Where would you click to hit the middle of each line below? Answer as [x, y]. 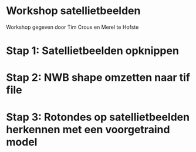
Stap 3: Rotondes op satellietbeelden [98, 117]
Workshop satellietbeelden [73, 11]
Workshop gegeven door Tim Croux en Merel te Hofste [72, 27]
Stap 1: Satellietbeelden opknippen [92, 51]
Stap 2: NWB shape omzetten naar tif [98, 78]
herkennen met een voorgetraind [88, 129]
